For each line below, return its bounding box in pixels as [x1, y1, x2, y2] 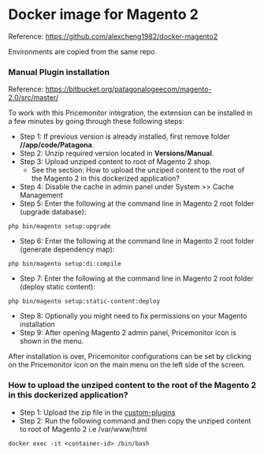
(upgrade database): [19, 207, 87, 217]
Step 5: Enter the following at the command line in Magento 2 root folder [19, 199, 255, 208]
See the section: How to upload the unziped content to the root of [31, 166, 245, 175]
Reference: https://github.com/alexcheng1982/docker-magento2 [8, 32, 218, 41]
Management [19, 191, 63, 200]
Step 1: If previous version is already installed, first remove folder [19, 132, 230, 141]
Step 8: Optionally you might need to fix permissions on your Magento [19, 311, 247, 321]
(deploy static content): [19, 282, 96, 292]
